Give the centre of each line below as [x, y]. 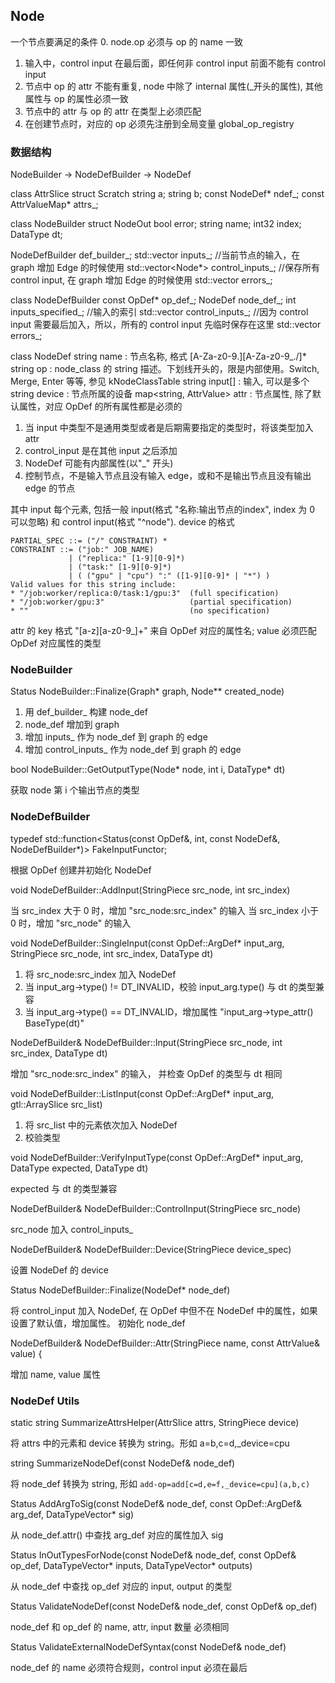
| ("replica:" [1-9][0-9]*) [127, 559]
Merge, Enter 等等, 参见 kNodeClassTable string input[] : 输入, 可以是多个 [160, 381]
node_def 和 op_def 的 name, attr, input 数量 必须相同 [120, 1627]
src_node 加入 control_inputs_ [72, 1229]
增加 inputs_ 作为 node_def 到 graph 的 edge [116, 737]
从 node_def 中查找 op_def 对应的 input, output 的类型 [121, 1586]
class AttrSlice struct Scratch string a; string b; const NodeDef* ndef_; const [167, 194]
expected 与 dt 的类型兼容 [64, 1188]
